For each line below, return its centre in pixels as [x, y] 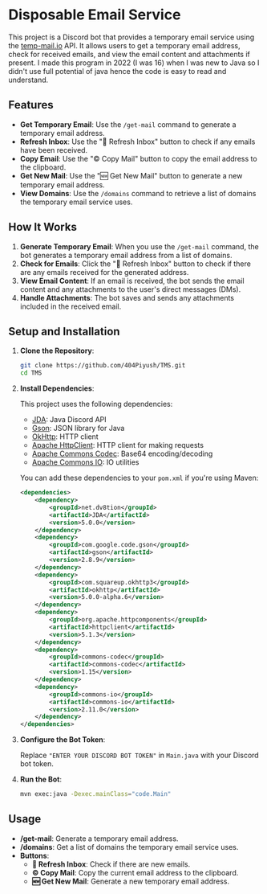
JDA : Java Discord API [69, 420]
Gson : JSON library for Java [78, 429]
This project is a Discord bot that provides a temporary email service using [131, 37]
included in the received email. [71, 306]
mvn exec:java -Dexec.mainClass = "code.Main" [95, 794]
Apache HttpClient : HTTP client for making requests [118, 445]
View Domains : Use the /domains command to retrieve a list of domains [138, 193]
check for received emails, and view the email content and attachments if [129, 54]
